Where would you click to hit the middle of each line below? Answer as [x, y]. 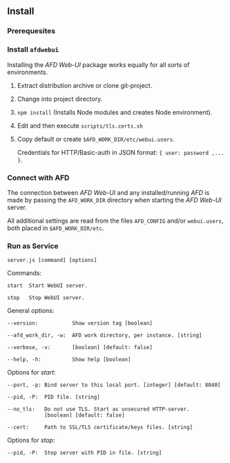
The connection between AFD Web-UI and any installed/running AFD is [108, 192]
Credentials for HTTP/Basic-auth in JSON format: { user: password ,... [121, 152]
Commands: [25, 273]
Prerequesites [31, 31]
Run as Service [33, 246]
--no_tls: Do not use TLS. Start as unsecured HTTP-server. [98, 409]
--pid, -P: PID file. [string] [54, 397]
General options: [31, 311]
